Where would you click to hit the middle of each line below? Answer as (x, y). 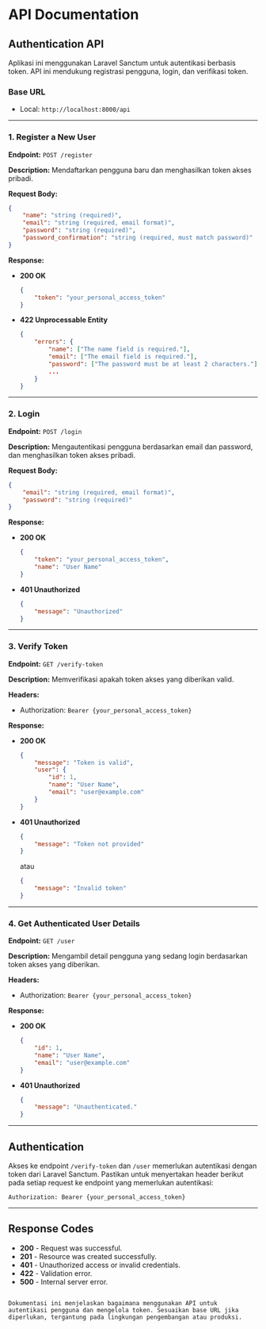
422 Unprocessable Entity (64, 320)
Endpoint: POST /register (50, 154)
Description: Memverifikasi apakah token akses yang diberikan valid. (121, 679)
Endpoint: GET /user (42, 941)
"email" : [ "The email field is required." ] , (123, 357)
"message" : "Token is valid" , (84, 762)
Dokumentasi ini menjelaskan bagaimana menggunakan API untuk (113, 1303)
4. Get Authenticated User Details (74, 924)
